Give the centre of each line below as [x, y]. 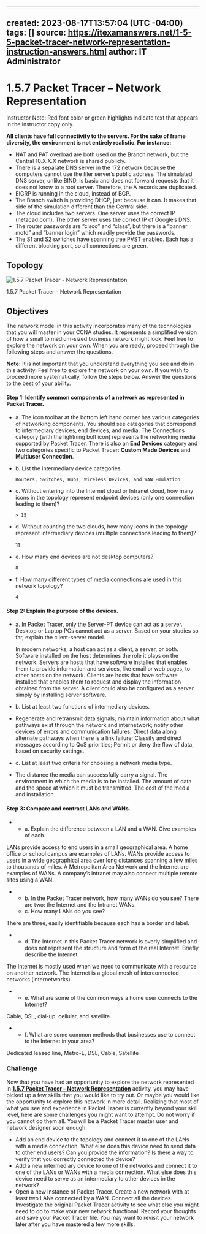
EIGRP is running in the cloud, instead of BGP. [73, 194]
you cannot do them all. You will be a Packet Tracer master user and [93, 1121]
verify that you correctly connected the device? [75, 1159]
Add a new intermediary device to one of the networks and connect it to [106, 1165]
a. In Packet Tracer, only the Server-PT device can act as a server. [99, 624]
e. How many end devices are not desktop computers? [84, 557]
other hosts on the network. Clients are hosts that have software [96, 676]
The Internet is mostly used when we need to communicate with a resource [102, 966]
